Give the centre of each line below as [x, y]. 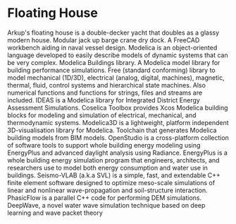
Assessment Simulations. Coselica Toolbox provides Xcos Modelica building [118, 107]
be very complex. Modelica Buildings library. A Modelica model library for [114, 62]
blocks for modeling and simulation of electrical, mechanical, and [102, 115]
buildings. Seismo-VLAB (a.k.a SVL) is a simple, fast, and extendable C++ [114, 175]
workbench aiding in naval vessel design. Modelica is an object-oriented [112, 47]
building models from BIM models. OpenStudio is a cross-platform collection [118, 137]
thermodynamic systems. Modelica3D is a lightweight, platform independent [118, 122]
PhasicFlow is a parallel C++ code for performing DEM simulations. [105, 198]
